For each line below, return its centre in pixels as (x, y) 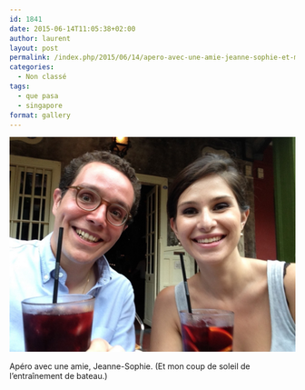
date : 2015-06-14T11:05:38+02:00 (73, 29)
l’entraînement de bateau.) (59, 376)
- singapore (40, 105)
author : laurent (40, 38)
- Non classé (42, 77)
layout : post (34, 48)
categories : (32, 67)
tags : (20, 86)
